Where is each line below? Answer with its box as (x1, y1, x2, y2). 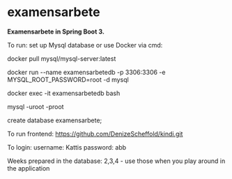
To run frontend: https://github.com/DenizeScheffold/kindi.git (7, 129, 183, 138)
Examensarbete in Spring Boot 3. (7, 27, 105, 36)
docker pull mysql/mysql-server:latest (7, 54, 116, 63)
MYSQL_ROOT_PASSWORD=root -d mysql (7, 75, 129, 84)
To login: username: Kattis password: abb (7, 143, 127, 151)
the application (7, 164, 50, 172)
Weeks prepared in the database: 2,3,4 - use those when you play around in (7, 157, 226, 165)
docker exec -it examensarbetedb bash (7, 89, 121, 97)
